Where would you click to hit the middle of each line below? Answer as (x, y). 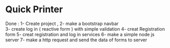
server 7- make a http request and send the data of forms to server (76, 40)
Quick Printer (34, 9)
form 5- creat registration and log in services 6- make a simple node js (80, 34)
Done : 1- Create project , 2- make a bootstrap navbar (62, 23)
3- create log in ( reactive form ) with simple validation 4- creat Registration (85, 29)
